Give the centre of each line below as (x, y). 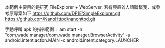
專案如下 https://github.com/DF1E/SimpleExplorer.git (67, 13)
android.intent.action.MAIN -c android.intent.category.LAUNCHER (72, 40)
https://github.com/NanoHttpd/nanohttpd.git (50, 19)
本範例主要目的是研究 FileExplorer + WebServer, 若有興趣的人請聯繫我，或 (81, 7)
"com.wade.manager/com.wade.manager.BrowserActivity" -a (68, 35)
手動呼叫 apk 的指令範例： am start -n (44, 29)
